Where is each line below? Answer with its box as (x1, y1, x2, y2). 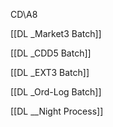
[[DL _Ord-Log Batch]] (10, 86, 102, 98)
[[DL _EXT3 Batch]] (10, 67, 90, 78)
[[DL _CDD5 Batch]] (10, 47, 92, 59)
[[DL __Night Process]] (10, 105, 104, 117)
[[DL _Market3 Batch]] (10, 28, 102, 39)
